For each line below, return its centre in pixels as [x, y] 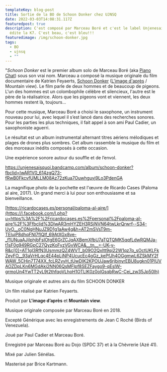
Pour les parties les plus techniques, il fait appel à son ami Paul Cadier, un [81, 122]
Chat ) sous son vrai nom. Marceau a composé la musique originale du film [81, 76]
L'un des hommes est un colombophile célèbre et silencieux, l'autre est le [80, 92]
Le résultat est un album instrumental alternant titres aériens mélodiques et [82, 137]
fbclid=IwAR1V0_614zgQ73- [34, 173]
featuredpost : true [25, 24]
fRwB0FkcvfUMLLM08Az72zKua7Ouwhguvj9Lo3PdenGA [64, 178]
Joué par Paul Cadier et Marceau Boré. [45, 335]
